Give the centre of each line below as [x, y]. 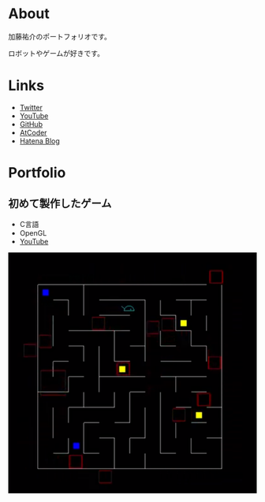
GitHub [31, 124]
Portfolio [37, 173]
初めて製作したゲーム [60, 204]
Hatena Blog [40, 141]
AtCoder [33, 132]
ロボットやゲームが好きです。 [56, 53]
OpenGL [33, 232]
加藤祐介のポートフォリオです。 [60, 36]
